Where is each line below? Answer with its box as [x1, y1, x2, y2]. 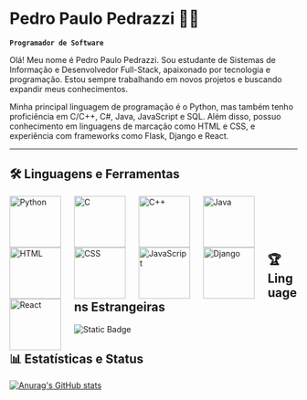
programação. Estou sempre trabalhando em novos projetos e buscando [9, 73, 282, 85]
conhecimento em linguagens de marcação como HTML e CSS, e [9, 121, 256, 132]
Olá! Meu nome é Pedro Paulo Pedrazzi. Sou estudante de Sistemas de [9, 54, 276, 65]
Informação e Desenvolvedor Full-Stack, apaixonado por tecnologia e [9, 64, 271, 75]
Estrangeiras [90, 300, 166, 315]
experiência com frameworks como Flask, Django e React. [9, 130, 229, 141]
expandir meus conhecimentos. [9, 83, 128, 94]
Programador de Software [9, 38, 104, 47]
